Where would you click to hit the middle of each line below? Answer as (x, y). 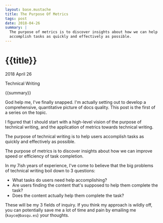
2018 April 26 (18, 74)
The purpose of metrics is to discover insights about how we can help (84, 32)
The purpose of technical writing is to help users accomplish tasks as (75, 136)
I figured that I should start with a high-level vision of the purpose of (73, 122)
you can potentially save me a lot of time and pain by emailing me (71, 210)
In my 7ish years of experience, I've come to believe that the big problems (79, 165)
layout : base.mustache (28, 9)
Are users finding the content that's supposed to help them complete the (85, 185)
